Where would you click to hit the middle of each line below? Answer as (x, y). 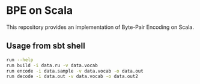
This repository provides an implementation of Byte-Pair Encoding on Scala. (100, 27)
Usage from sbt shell (46, 46)
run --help (20, 60)
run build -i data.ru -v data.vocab (52, 65)
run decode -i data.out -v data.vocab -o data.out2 (72, 76)
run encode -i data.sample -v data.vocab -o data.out (75, 71)
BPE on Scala (40, 10)
